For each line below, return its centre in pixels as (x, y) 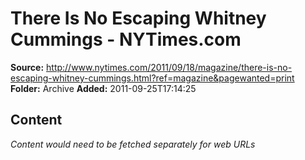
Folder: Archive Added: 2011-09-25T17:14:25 (103, 88)
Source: (27, 67)
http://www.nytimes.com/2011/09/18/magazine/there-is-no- (169, 67)
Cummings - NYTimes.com (126, 39)
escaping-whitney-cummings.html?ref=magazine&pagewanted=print (152, 78)
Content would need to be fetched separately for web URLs (133, 144)
